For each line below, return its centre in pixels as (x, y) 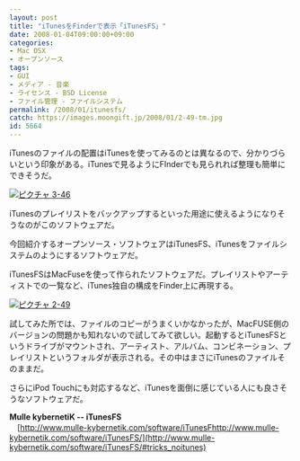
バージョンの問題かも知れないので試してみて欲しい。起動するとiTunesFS (145, 335)
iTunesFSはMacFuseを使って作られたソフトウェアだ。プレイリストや (137, 274)
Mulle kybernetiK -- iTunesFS (66, 417)
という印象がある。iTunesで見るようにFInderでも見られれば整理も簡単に (151, 164)
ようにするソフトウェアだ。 (92, 255)
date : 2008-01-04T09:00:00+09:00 (72, 34)
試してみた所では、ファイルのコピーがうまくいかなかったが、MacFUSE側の (149, 324)
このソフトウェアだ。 (79, 225)
